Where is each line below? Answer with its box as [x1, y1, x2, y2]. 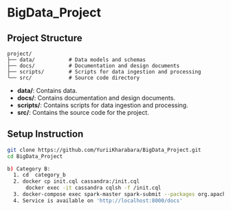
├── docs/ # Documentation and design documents [7, 63, 180, 69]
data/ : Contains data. [16, 87, 78, 94]
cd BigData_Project [7, 153, 63, 159]
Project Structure [7, 32, 82, 44]
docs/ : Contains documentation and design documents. [16, 94, 175, 102]
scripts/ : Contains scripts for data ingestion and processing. [16, 101, 188, 109]
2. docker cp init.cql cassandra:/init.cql [13, 178, 140, 185]
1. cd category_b [13, 172, 67, 179]
